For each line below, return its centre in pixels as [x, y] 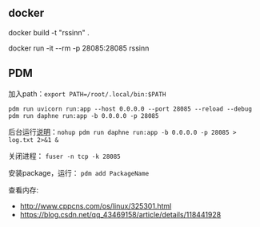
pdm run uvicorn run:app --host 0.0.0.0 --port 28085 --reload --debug [130, 109]
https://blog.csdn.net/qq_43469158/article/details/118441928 [120, 214]
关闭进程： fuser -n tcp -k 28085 [65, 156]
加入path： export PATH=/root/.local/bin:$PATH [87, 93]
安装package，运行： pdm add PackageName [79, 172]
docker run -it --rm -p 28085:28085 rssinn [79, 48]
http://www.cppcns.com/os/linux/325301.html [96, 206]
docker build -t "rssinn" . [49, 32]
